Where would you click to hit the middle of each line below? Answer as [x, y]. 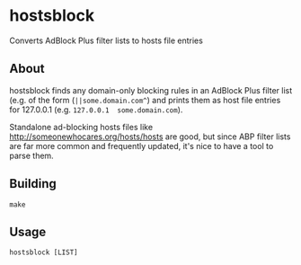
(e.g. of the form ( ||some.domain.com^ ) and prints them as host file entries [145, 100]
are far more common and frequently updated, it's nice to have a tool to [142, 146]
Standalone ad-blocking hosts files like [81, 127]
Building [33, 184]
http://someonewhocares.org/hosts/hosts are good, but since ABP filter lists [150, 137]
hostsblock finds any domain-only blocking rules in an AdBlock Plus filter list [151, 90]
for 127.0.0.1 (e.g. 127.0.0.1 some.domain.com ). [96, 110]
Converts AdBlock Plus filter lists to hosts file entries [106, 40]
